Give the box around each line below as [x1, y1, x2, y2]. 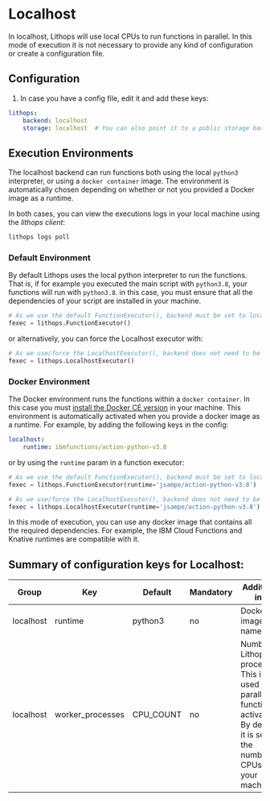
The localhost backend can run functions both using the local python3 [8, 168, 239, 177]
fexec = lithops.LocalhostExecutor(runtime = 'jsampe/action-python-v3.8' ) [8, 503, 261, 511]
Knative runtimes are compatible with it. [8, 534, 140, 544]
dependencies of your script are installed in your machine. [8, 296, 202, 306]
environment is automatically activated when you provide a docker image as [8, 412, 260, 421]
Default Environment [8, 251, 91, 263]
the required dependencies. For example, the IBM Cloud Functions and [8, 525, 243, 536]
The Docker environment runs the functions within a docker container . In [8, 394, 251, 404]
